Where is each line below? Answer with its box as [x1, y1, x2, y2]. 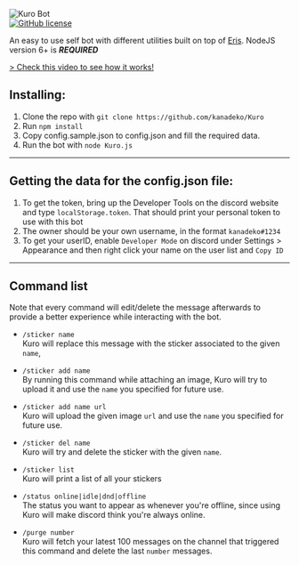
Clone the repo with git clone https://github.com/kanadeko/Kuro [21, 111, 264, 122]
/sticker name [21, 330, 75, 340]
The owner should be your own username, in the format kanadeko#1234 [21, 225, 281, 236]
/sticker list [21, 465, 75, 475]
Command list [9, 278, 89, 294]
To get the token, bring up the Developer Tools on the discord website [21, 197, 279, 208]
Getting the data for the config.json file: [9, 174, 234, 189]
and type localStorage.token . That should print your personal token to [21, 206, 280, 217]
